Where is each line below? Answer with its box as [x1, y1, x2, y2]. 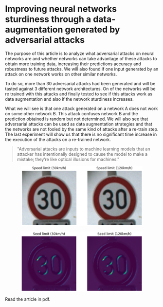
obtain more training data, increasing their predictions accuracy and [5, 61, 141, 67]
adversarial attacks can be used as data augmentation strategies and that [5, 121, 152, 127]
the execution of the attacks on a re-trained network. [5, 136, 111, 142]
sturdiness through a [5, 14, 91, 25]
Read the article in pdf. [5, 296, 51, 302]
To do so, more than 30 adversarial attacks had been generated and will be [5, 80, 156, 86]
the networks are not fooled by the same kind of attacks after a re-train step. [5, 126, 159, 132]
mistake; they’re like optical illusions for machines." [17, 156, 120, 162]
